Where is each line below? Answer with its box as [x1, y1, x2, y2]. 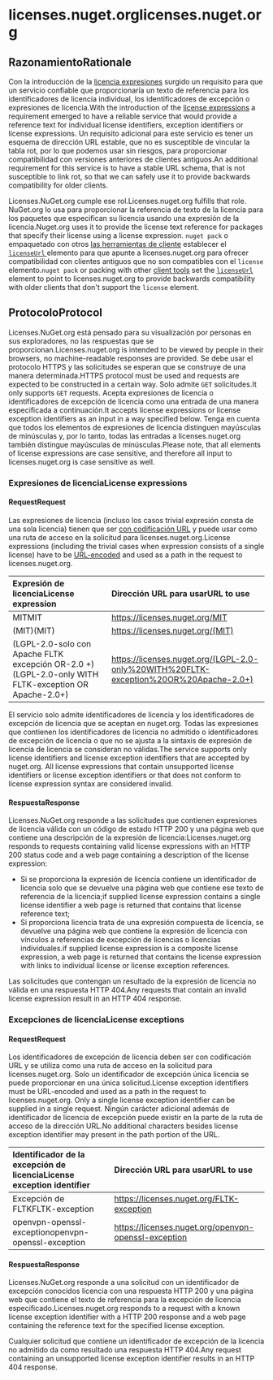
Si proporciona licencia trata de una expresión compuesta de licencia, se [19, 918, 264, 928]
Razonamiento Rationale [8, 55, 132, 69]
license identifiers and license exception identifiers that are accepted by [8, 753, 250, 763]
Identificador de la [12, 1149, 85, 1161]
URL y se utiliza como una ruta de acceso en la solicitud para [8, 1061, 213, 1071]
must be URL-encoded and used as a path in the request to [8, 1087, 207, 1097]
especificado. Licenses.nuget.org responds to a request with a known [8, 1304, 240, 1313]
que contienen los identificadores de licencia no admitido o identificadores [8, 727, 258, 737]
